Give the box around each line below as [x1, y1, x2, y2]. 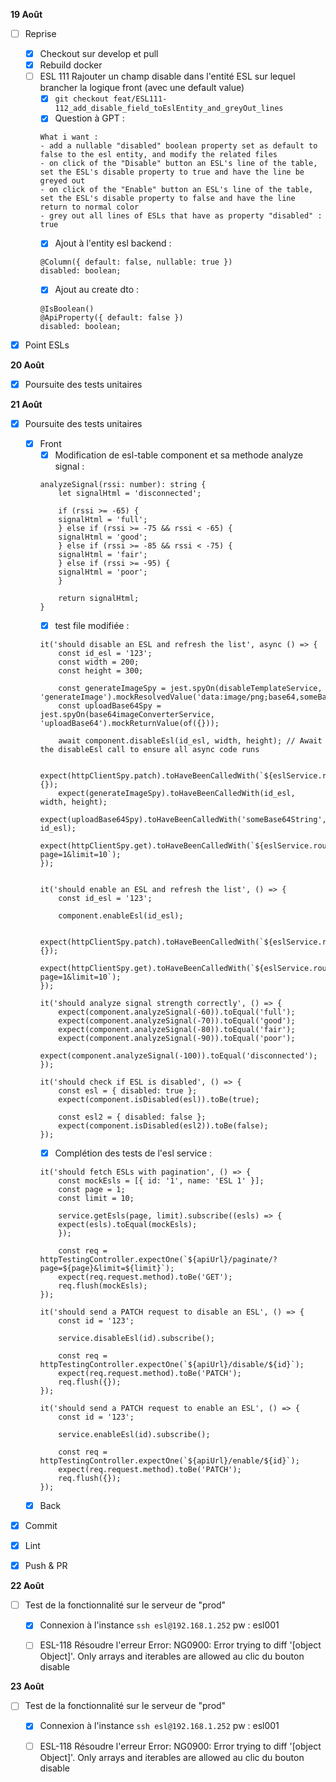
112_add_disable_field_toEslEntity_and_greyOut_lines [54, 104, 284, 114]
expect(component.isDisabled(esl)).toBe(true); [58, 1094, 260, 1104]
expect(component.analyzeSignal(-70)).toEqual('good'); [58, 1015, 296, 1026]
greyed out [39, 176, 86, 186]
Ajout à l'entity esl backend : [54, 237, 172, 249]
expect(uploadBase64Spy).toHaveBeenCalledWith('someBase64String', [39, 814, 327, 824]
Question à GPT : [54, 112, 125, 124]
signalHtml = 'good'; [58, 532, 148, 542]
